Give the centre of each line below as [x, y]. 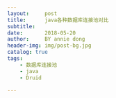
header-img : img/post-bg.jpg [49, 46]
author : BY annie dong [46, 39]
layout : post [32, 13]
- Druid [31, 78]
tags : [15, 59]
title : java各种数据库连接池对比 [58, 20]
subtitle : [22, 26]
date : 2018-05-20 [42, 33]
